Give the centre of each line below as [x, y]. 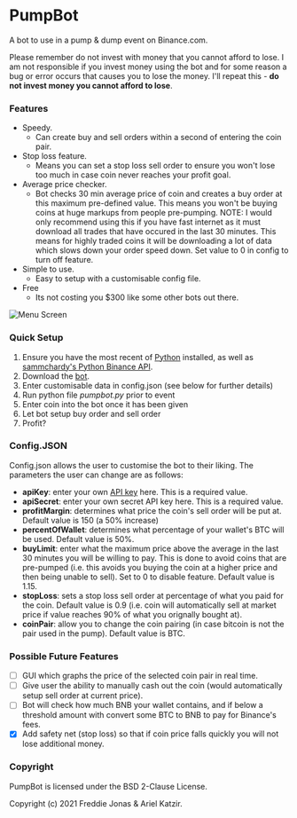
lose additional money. [63, 744]
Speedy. [37, 128]
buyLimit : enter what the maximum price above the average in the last [150, 548]
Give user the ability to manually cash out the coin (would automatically [152, 686]
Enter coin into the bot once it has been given [105, 404]
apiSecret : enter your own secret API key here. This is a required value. [152, 501]
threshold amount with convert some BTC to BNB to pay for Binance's [149, 715]
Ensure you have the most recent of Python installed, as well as [138, 357]
